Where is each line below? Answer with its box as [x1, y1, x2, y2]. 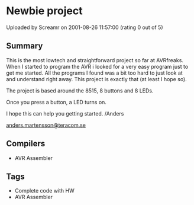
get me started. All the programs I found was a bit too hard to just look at [6, 69, 183, 76]
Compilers [6, 139, 46, 149]
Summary [6, 41, 43, 51]
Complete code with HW [14, 187, 75, 194]
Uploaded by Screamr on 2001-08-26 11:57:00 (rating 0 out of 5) [6, 24, 164, 31]
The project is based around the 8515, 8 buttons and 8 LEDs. [6, 87, 154, 94]
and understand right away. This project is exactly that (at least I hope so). [6, 75, 187, 82]
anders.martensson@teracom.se [6, 121, 86, 129]
